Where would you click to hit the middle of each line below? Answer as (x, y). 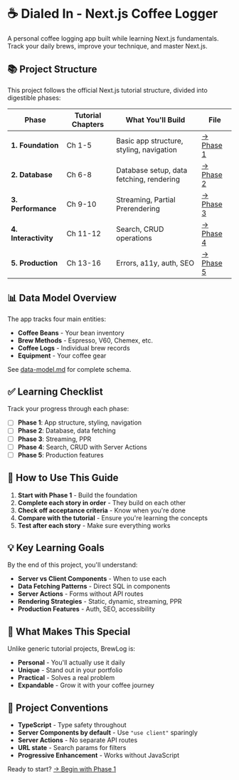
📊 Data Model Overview (62, 298)
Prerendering (138, 208)
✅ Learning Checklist (55, 391)
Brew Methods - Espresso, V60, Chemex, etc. (85, 340)
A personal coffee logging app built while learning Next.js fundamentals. (113, 38)
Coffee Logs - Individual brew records (74, 348)
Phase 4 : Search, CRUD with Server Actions (82, 447)
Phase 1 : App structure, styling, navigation (80, 422)
